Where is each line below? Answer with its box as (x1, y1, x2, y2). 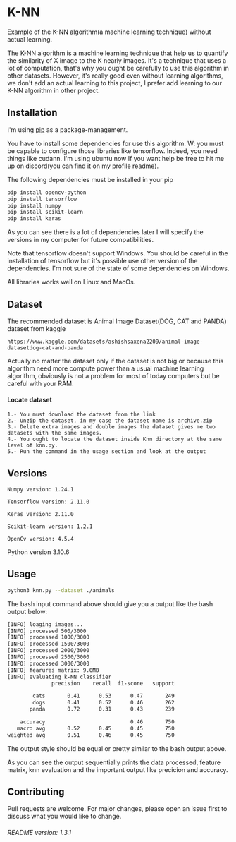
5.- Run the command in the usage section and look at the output (7, 448, 206, 455)
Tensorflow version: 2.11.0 (7, 498, 90, 505)
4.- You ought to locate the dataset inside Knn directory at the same (7, 435, 222, 443)
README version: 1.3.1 (7, 829, 72, 837)
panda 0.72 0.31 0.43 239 (29, 706, 175, 713)
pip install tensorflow (7, 196, 77, 203)
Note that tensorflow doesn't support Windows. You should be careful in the (7, 249, 229, 258)
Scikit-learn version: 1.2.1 (7, 523, 93, 530)
